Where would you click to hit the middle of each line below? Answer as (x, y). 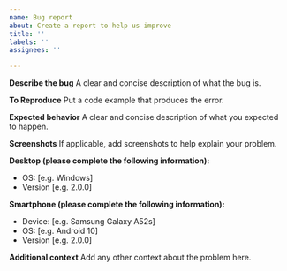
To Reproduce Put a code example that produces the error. (117, 100)
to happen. (29, 127)
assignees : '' (35, 50)
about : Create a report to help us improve (91, 26)
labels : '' (29, 42)
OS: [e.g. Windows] (57, 178)
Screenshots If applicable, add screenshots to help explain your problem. (143, 144)
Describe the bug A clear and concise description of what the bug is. (135, 83)
